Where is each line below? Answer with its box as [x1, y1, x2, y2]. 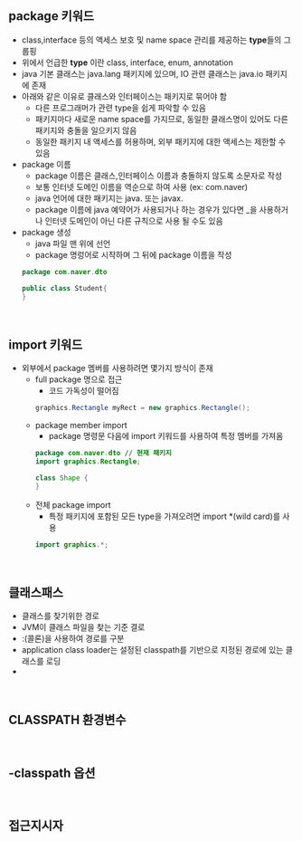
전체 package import [34, 499, 111, 510]
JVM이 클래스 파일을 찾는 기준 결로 [21, 622, 146, 633]
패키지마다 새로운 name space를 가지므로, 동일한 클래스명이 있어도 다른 [34, 113, 288, 124]
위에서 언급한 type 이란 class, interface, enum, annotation [21, 57, 234, 68]
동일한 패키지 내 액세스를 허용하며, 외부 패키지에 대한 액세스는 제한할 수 [34, 136, 287, 147]
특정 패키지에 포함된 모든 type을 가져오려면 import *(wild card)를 [48, 511, 281, 521]
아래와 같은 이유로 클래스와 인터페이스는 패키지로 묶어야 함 [21, 91, 228, 101]
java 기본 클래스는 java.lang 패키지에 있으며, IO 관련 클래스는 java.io [21, 68, 264, 79]
